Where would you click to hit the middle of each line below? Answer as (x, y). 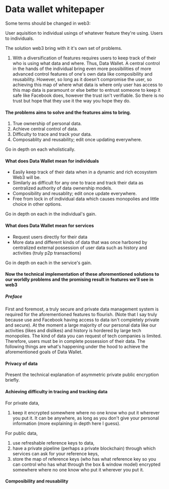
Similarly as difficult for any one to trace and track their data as (78, 183)
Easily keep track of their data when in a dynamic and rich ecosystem (85, 172)
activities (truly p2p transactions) (47, 253)
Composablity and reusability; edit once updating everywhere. (77, 140)
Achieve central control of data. (45, 129)
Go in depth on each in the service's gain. (48, 263)
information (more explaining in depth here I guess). (66, 423)
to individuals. (20, 38)
